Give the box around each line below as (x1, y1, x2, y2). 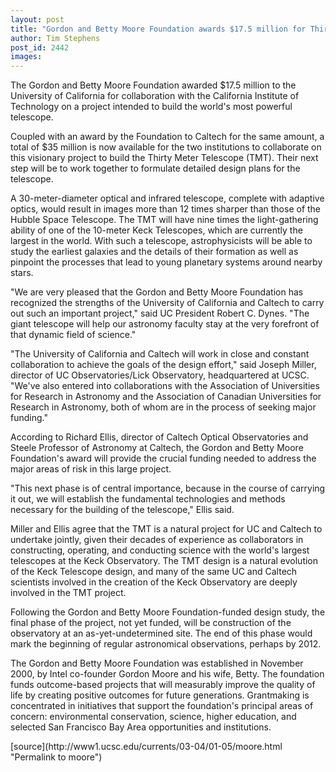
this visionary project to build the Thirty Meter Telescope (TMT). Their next (10, 152, 319, 164)
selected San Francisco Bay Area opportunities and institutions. (10, 721, 272, 733)
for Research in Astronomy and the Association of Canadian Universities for (10, 391, 322, 403)
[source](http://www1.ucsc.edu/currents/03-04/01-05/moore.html (10, 741, 283, 753)
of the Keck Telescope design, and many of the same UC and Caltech (10, 566, 298, 578)
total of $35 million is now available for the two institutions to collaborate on (10, 141, 322, 153)
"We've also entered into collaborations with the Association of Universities (10, 380, 320, 392)
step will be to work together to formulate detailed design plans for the (10, 162, 301, 175)
